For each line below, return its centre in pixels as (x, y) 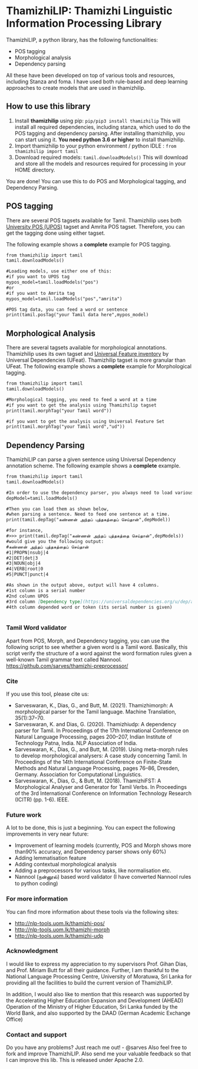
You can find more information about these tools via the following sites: (93, 912)
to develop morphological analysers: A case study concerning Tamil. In (101, 755)
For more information (37, 899)
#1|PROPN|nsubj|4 (27, 553)
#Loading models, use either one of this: (59, 271)
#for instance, (25, 531)
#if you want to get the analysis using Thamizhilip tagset (82, 405)
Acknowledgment (32, 951)
